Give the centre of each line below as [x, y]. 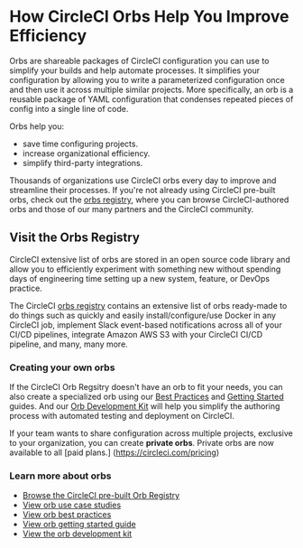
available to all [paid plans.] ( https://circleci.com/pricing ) [114, 452]
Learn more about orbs [60, 476]
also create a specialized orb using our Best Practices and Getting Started [147, 397]
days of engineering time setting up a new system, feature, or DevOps [140, 278]
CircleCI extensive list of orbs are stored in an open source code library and [150, 259]
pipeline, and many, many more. [69, 344]
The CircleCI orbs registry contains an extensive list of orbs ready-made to [148, 305]
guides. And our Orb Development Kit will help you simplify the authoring [145, 406]
